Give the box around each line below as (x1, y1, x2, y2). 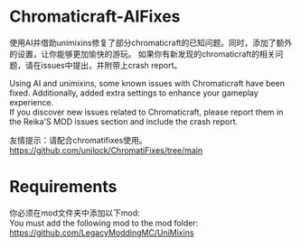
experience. (9, 96, 54, 107)
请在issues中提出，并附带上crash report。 (24, 59, 183, 70)
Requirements (9, 177, 118, 197)
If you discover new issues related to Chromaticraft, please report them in (9, 106, 284, 117)
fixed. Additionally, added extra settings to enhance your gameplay (9, 87, 259, 98)
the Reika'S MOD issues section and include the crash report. (9, 115, 239, 127)
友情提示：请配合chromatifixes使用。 (9, 134, 147, 145)
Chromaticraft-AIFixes (9, 6, 181, 27)
